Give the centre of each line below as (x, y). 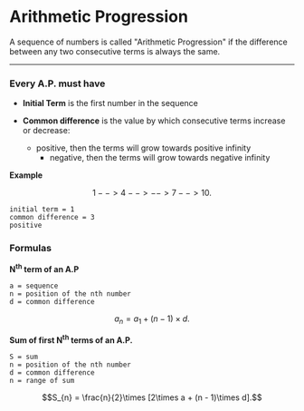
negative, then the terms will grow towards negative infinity (160, 158)
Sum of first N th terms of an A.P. (71, 339)
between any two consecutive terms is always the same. (115, 51)
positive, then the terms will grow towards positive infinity (143, 148)
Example (26, 175)
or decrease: (46, 131)
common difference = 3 (52, 218)
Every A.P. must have (57, 83)
